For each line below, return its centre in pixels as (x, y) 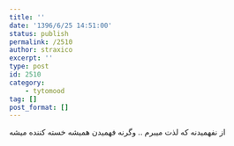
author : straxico (41, 50)
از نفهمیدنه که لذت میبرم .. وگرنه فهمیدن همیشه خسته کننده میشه (117, 132)
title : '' (27, 17)
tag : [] (23, 99)
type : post (29, 67)
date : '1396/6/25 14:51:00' (61, 26)
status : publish (39, 33)
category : (27, 83)
